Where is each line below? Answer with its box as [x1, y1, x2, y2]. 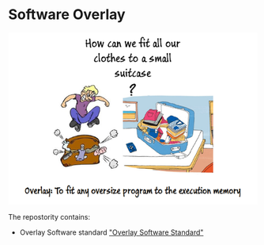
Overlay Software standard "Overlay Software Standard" [19, 228, 204, 237]
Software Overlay [8, 6, 126, 24]
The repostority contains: [8, 212, 91, 221]
